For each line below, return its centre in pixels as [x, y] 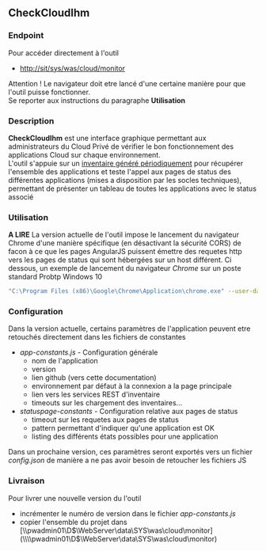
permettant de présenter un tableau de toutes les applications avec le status [133, 188]
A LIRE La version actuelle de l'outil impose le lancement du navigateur [124, 235]
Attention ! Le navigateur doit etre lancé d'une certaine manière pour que [127, 83]
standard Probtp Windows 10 [55, 277]
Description [31, 120]
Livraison [27, 481]
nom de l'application [65, 361]
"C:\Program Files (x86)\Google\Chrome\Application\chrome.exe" [116, 291]
